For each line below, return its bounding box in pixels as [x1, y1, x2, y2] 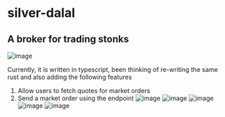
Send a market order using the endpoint [17, 94, 134, 102]
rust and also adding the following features [7, 73, 132, 81]
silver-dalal [7, 5, 76, 21]
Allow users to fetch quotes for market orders [17, 87, 151, 94]
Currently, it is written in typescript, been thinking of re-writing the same [7, 66, 218, 73]
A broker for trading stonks [7, 33, 129, 45]
